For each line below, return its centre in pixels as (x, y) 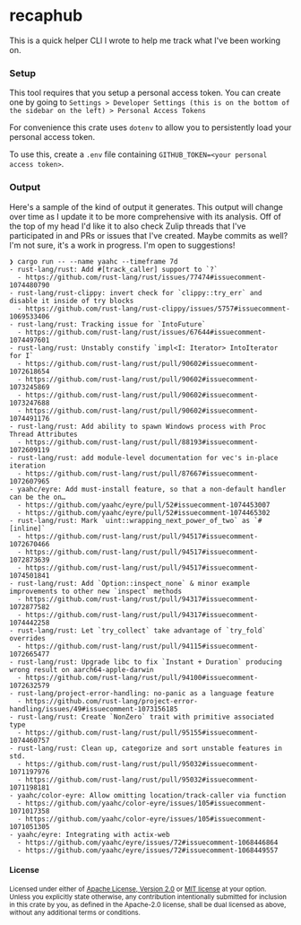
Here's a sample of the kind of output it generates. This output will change (146, 206)
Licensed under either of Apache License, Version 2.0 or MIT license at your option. (138, 889)
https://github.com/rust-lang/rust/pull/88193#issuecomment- (142, 442)
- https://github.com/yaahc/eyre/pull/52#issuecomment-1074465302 (144, 512)
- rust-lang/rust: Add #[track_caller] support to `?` (114, 269)
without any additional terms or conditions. (75, 912)
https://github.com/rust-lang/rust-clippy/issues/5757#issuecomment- (158, 309)
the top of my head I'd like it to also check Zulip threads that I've (128, 226)
